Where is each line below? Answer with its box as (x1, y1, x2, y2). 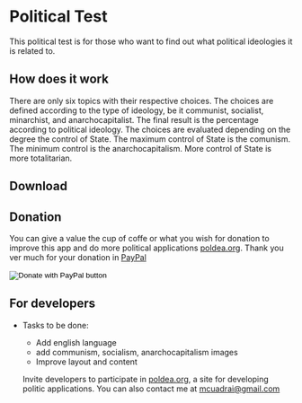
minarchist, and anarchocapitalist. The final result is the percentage (9, 114, 259, 125)
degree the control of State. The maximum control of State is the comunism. (9, 133, 290, 145)
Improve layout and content (35, 356, 138, 367)
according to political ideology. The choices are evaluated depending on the (9, 124, 291, 135)
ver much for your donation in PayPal (9, 251, 147, 262)
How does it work (9, 72, 110, 87)
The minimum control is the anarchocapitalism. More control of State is (9, 143, 272, 153)
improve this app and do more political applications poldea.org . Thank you (9, 242, 285, 253)
